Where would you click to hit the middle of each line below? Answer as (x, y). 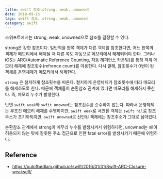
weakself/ (22, 172)
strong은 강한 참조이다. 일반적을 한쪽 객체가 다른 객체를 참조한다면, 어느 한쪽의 (79, 48)
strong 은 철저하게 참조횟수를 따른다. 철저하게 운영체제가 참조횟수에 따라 (74, 82)
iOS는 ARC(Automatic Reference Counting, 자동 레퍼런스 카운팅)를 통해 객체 (79, 60)
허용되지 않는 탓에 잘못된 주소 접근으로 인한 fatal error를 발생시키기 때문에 (75, 133)
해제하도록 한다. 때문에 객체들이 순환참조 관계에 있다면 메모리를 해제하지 (78, 88)
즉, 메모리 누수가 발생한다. (36, 95)
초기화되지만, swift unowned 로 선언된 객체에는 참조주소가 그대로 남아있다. (88, 117)
